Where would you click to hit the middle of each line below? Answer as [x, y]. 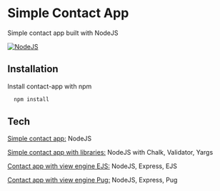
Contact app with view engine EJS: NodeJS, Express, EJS [92, 166]
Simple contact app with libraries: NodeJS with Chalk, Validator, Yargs [110, 153]
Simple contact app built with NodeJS [63, 33]
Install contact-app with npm [50, 86]
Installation [33, 69]
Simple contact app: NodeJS [50, 139]
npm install [32, 99]
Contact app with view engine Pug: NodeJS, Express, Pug [92, 180]
